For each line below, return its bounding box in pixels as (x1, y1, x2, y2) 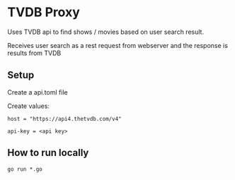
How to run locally (7, 147, 89, 159)
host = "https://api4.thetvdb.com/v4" (7, 115, 122, 122)
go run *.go (7, 165, 42, 173)
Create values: (7, 102, 50, 110)
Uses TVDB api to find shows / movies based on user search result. (7, 28, 204, 36)
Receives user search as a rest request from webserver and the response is (7, 41, 229, 49)
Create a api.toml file (7, 88, 69, 96)
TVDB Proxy (7, 4, 80, 20)
